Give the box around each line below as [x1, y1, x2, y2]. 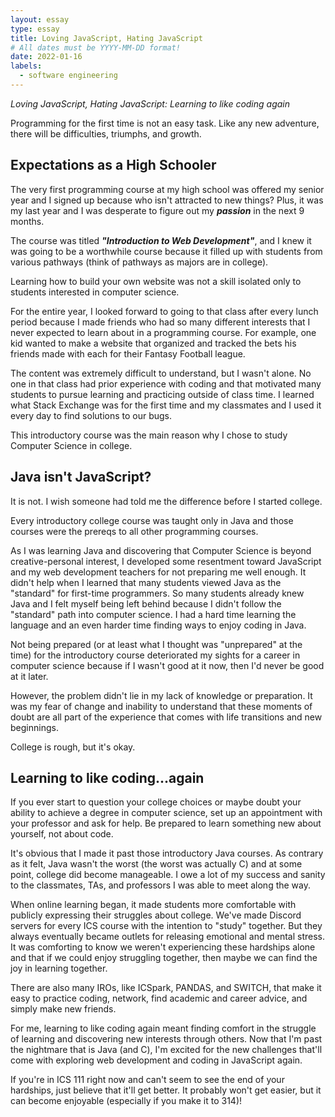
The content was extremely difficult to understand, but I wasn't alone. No [10, 367, 312, 379]
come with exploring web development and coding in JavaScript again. [10, 1054, 303, 1066]
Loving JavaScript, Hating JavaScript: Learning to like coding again [10, 97, 291, 110]
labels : [10, 61, 43, 71]
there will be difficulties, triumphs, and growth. [10, 127, 202, 140]
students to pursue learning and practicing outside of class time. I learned [10, 388, 315, 400]
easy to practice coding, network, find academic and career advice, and [10, 992, 308, 1005]
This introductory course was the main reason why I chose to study [10, 429, 288, 441]
